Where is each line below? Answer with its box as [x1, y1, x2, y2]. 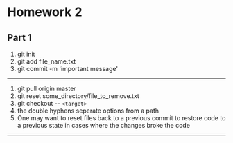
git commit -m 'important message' [17, 65, 119, 73]
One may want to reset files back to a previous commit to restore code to [17, 114, 226, 122]
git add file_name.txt [17, 57, 76, 66]
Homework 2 [7, 4, 83, 20]
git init [17, 50, 35, 58]
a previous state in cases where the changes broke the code [17, 122, 191, 129]
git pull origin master [17, 84, 76, 93]
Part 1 [7, 32, 33, 44]
